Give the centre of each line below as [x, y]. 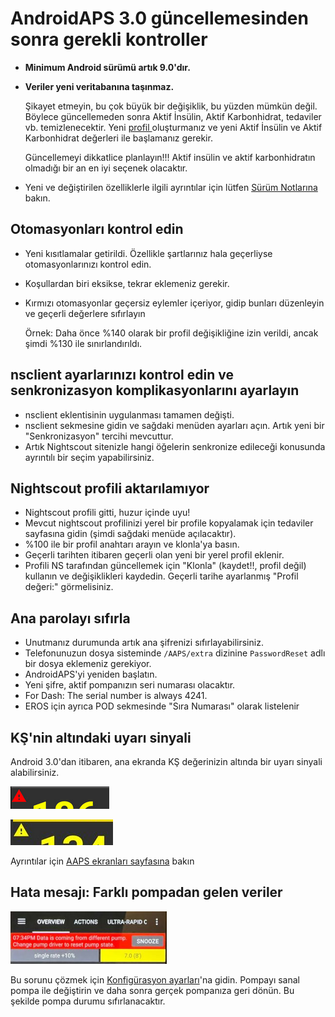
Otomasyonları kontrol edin [97, 229]
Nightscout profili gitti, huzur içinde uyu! [107, 513]
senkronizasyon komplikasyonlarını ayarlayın [155, 390]
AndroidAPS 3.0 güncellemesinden [159, 18]
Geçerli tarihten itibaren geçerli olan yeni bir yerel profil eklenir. [154, 555]
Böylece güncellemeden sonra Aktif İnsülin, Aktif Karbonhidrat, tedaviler [173, 116]
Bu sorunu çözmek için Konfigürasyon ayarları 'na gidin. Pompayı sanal [155, 979]
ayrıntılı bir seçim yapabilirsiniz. [89, 457]
